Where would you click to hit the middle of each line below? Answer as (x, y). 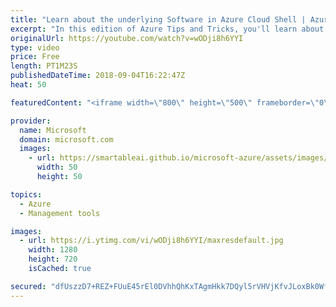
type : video (35, 47)
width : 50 (57, 167)
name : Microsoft (53, 130)
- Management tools (60, 213)
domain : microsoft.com (66, 139)
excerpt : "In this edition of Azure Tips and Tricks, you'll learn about (167, 29)
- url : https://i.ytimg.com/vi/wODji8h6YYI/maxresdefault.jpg (151, 241)
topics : (26, 194)
